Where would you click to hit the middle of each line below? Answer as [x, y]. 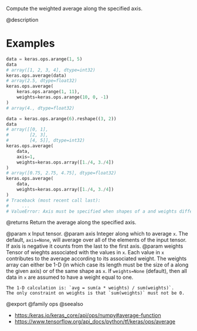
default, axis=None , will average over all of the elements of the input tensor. [96, 240]
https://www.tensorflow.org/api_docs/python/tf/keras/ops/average [95, 322]
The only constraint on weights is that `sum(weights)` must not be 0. [95, 293]
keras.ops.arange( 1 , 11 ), [48, 92]
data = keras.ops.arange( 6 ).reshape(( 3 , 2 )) [61, 119]
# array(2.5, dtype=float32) [42, 81]
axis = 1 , [26, 157]
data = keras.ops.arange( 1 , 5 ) [44, 59]
